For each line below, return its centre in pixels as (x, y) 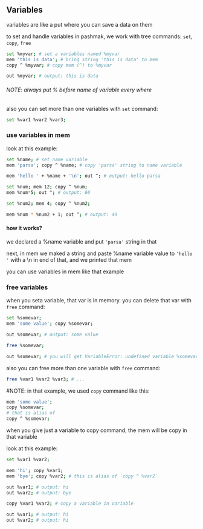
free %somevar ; (25, 345)
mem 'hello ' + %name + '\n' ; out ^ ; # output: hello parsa (84, 176)
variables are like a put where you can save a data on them (79, 24)
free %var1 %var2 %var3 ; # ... (46, 379)
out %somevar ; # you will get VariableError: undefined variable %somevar (102, 356)
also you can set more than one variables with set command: (82, 108)
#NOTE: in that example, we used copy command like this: (78, 391)
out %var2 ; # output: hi (37, 521)
